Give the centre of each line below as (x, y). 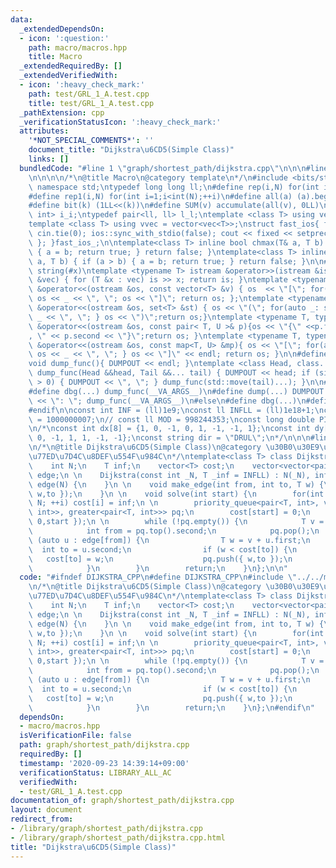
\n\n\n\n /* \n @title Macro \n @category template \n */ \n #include (158, 177)
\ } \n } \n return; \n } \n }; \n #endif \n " (171, 707)
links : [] (49, 159)
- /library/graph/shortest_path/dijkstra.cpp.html (118, 837)
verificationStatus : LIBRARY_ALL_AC (95, 772)
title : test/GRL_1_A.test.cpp (91, 103)
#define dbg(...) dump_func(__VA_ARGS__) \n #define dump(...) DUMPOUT (176, 391)
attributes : (44, 131)
